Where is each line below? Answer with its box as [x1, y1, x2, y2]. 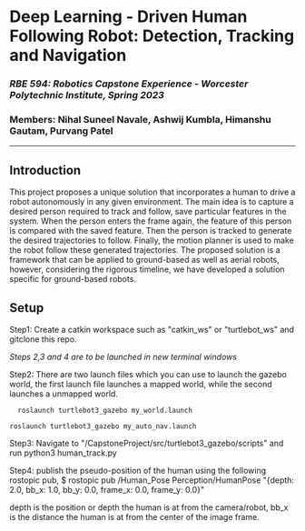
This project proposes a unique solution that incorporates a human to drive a [9, 186, 296, 197]
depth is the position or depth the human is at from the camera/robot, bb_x [9, 502, 289, 513]
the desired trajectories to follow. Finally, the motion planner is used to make [9, 235, 295, 246]
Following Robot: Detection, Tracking [9, 25, 295, 46]
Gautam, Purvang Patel [9, 125, 113, 137]
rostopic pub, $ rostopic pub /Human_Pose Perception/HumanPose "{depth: [9, 475, 295, 486]
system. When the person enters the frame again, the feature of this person [9, 215, 292, 226]
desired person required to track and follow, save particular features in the [9, 206, 288, 217]
